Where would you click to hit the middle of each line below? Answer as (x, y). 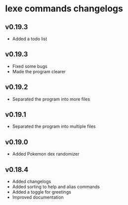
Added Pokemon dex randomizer (46, 154)
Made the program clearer (39, 71)
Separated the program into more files (51, 99)
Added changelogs (32, 182)
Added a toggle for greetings (42, 192)
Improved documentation (38, 197)
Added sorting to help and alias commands (56, 187)
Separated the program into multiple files (54, 126)
